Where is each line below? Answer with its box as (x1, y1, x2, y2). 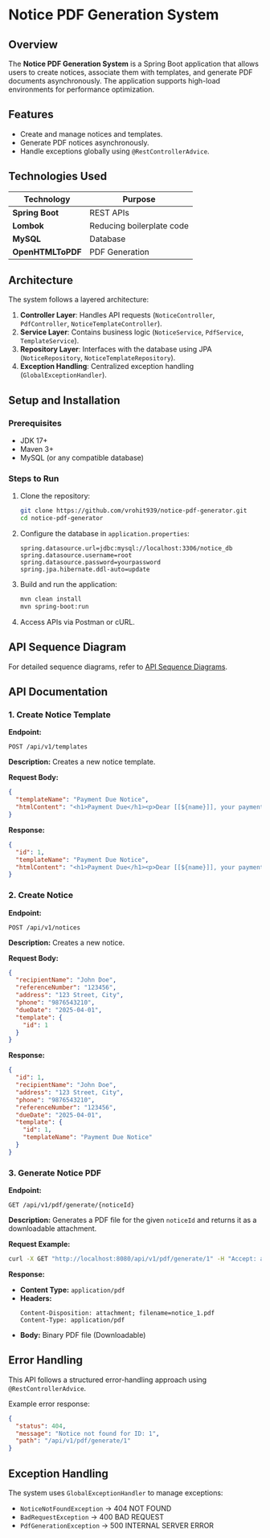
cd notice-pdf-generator (19, 515, 104, 523)
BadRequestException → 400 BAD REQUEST (19, 1512, 165, 1522)
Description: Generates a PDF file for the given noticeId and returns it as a (8, 1216, 257, 1225)
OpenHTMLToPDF (12, 246, 82, 257)
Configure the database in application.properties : (19, 529, 190, 539)
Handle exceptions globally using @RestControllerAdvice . (19, 146, 211, 156)
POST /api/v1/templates (8, 743, 88, 751)
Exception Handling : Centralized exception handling (19, 362, 194, 371)
